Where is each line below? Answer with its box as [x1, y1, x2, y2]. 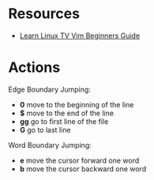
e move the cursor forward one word [19, 156, 140, 165]
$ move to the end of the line [19, 108, 115, 118]
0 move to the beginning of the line [19, 99, 134, 109]
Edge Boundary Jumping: [8, 84, 91, 94]
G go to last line [19, 125, 71, 134]
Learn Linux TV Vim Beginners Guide [19, 31, 141, 40]
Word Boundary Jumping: [8, 140, 92, 150]
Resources [8, 5, 81, 23]
